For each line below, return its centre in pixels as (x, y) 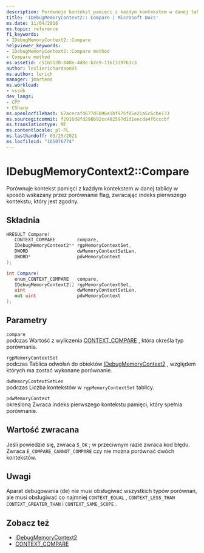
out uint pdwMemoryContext (67, 296)
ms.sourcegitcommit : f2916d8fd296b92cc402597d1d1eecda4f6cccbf (88, 119)
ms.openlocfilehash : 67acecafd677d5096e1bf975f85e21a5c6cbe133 (88, 113)
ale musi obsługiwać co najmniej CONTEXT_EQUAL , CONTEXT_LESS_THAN (90, 497)
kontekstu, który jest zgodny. (42, 201)
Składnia (23, 220)
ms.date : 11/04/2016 (32, 23)
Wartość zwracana (43, 430)
